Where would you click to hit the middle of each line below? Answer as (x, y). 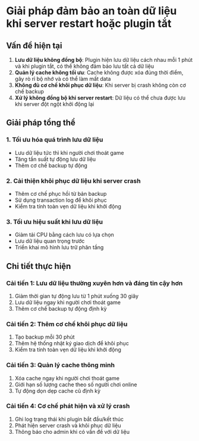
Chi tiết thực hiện (39, 266)
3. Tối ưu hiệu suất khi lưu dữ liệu (55, 221)
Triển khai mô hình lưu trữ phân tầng (59, 248)
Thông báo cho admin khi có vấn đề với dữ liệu (72, 431)
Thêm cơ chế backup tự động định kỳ (61, 308)
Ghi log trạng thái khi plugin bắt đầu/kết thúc (69, 419)
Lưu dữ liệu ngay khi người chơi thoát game (67, 302)
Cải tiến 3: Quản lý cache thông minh (60, 365)
